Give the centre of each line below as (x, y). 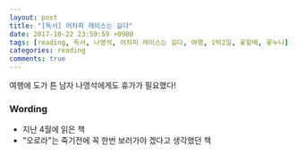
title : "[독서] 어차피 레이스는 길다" (71, 26)
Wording (28, 109)
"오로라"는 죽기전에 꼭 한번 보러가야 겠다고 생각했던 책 (117, 141)
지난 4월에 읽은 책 (53, 129)
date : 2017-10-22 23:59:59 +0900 (72, 34)
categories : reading (48, 51)
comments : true (38, 59)
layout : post (34, 17)
